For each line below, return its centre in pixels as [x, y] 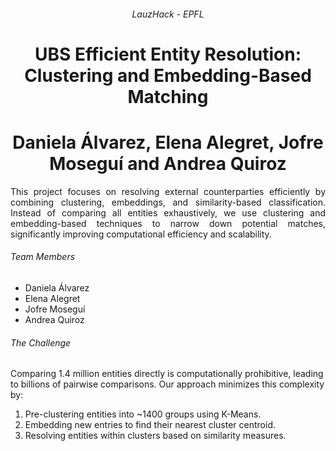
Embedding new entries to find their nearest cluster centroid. [150, 425]
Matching [168, 96]
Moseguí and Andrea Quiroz [168, 163]
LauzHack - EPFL [168, 14]
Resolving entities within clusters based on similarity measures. [155, 436]
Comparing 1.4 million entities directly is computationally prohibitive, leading [167, 374]
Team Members [43, 257]
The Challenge [41, 342]
